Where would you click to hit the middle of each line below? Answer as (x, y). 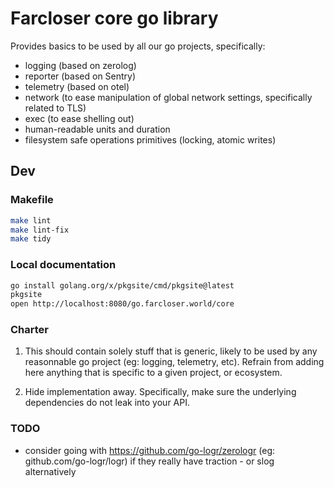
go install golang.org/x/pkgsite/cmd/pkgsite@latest (122, 285)
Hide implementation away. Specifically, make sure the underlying (160, 392)
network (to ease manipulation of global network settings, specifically (168, 97)
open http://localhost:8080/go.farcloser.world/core (122, 304)
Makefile (32, 200)
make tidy (31, 239)
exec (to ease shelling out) (79, 118)
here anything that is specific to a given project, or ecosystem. (153, 373)
